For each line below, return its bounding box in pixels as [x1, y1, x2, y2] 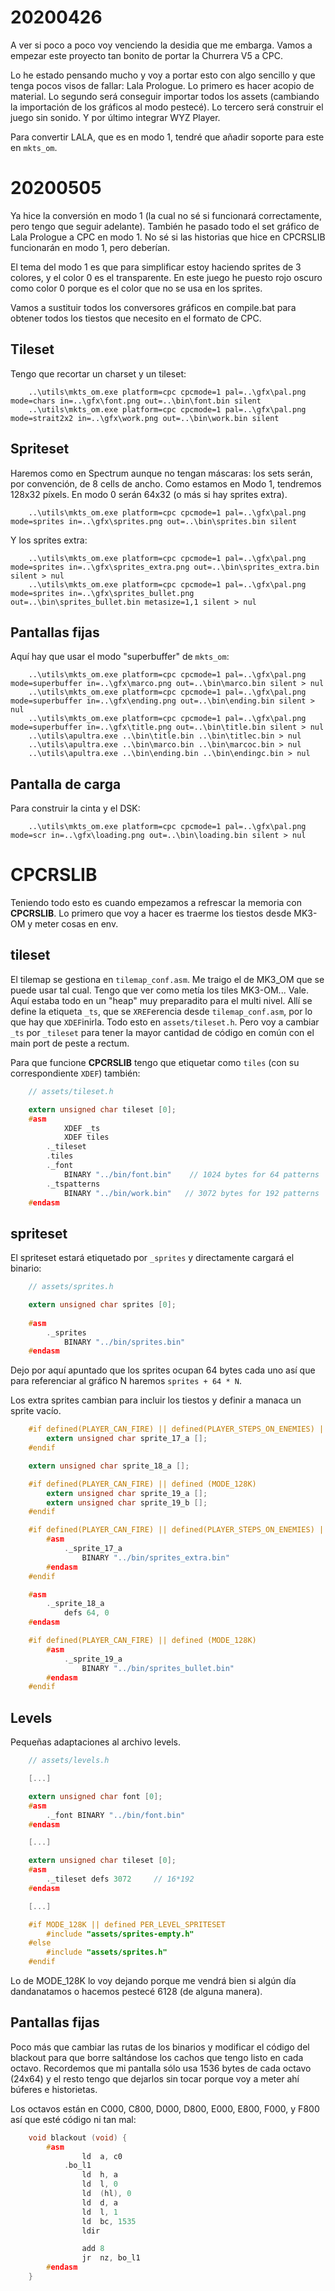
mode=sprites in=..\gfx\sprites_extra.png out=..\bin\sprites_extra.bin [10, 562, 320, 572]
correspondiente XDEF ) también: [10, 1067, 141, 1079]
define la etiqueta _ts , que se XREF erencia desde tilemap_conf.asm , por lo [10, 1005, 313, 1017]
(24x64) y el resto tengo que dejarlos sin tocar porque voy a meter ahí [10, 2072, 300, 2085]
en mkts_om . [10, 141, 58, 153]
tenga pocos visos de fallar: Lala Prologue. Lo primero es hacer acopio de [10, 79, 315, 91]
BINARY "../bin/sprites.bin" [63, 1337, 186, 1347]
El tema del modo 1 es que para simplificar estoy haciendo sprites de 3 [10, 261, 302, 273]
